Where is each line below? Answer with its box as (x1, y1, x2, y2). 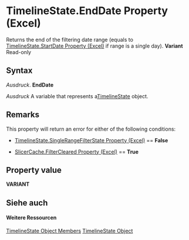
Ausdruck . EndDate (6, 81, 54, 88)
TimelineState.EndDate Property (6, 4, 168, 18)
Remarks (6, 110, 40, 120)
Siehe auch (6, 198, 48, 208)
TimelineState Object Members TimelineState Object (6, 227, 133, 234)
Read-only (6, 48, 31, 55)
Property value (6, 165, 62, 175)
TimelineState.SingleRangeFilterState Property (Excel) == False (14, 136, 168, 144)
